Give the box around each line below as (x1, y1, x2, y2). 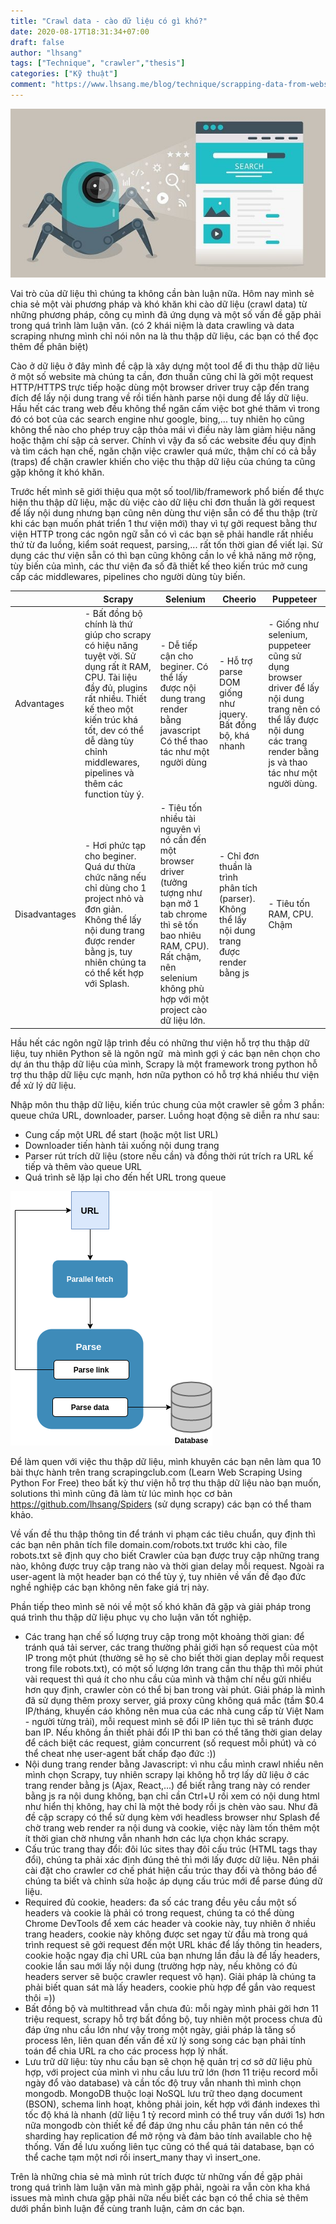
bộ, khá (219, 730, 250, 742)
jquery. (219, 708, 248, 720)
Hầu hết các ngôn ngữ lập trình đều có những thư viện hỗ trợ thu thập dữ (10, 1036, 310, 1049)
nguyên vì (159, 823, 201, 835)
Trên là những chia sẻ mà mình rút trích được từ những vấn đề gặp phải (10, 2170, 303, 2182)
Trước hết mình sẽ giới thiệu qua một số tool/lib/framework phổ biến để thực (10, 486, 325, 498)
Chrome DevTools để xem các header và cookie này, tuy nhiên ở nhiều (24, 1917, 316, 1929)
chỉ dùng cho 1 (84, 881, 147, 894)
